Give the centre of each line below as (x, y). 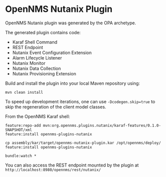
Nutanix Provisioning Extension (44, 73)
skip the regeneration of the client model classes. (56, 107)
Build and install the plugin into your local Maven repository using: (73, 83)
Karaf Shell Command (35, 42)
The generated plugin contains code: (43, 32)
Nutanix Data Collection (37, 68)
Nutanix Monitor (29, 63)
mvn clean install (24, 92)
